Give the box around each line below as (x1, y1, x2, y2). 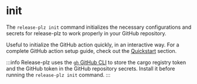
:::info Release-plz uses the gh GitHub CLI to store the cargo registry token (6, 59, 186, 66)
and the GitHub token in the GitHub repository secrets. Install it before (6, 65, 175, 72)
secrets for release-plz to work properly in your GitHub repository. (6, 29, 166, 36)
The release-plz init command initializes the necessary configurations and (6, 23, 192, 31)
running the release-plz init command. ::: (6, 71, 111, 78)
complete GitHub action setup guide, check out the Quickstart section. (6, 47, 177, 54)
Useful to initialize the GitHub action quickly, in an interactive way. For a (6, 41, 179, 48)
